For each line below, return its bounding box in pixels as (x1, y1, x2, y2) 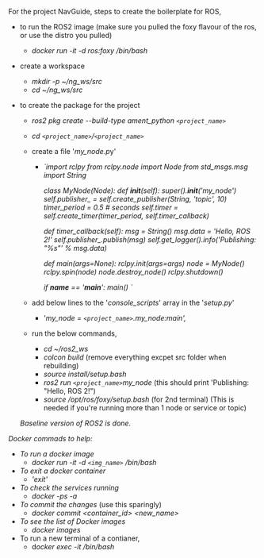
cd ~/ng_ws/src (31, 85, 83, 94)
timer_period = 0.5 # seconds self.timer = (43, 202, 178, 212)
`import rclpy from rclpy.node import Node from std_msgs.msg (43, 162, 248, 171)
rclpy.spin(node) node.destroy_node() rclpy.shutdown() (43, 267, 224, 276)
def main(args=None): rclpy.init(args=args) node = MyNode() (43, 259, 245, 268)
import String (43, 171, 87, 179)
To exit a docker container (19, 466, 106, 475)
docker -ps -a (31, 491, 78, 501)
